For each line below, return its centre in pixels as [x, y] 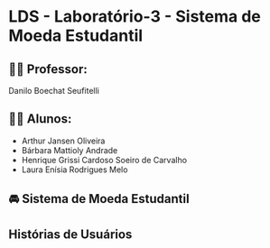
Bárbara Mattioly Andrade [70, 150]
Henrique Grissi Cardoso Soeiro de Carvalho [104, 160]
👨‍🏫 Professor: [48, 69]
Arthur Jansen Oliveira [63, 141]
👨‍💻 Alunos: [40, 119]
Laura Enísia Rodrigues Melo [74, 170]
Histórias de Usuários [70, 234]
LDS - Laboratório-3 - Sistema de [135, 17]
